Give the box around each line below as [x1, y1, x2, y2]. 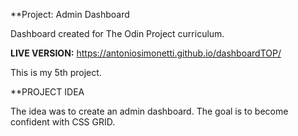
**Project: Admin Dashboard [10, 9, 130, 20]
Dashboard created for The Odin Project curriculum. [10, 28, 225, 39]
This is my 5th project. [10, 67, 102, 78]
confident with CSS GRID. [10, 116, 116, 128]
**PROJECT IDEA [10, 86, 85, 98]
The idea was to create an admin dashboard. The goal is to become [10, 105, 289, 117]
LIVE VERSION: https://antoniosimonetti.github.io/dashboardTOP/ [10, 47, 282, 59]
